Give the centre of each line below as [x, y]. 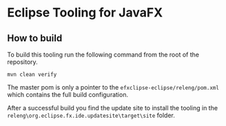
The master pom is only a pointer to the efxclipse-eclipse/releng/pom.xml [113, 87]
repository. [22, 62]
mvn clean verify [32, 74]
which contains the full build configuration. [68, 95]
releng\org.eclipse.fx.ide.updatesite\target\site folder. [91, 115]
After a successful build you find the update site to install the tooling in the [113, 108]
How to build [35, 38]
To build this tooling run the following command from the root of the [103, 54]
